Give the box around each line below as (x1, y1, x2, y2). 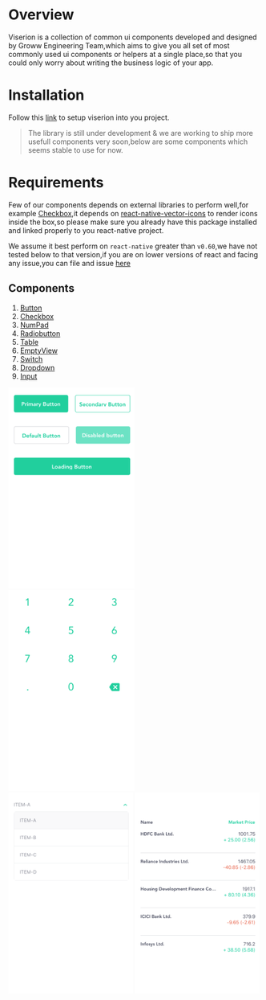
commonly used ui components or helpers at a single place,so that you (8, 49, 243, 59)
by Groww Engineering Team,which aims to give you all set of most (8, 40, 230, 50)
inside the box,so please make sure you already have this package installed (8, 217, 258, 227)
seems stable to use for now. (27, 145, 123, 154)
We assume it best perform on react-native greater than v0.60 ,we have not (8, 241, 258, 251)
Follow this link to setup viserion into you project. (8, 113, 170, 122)
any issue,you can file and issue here (8, 258, 131, 268)
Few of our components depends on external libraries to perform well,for (8, 199, 249, 210)
